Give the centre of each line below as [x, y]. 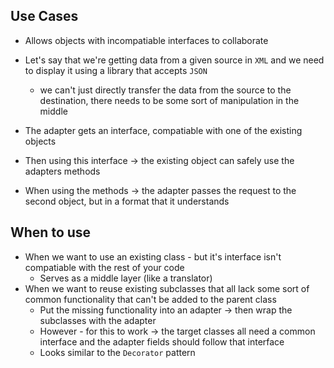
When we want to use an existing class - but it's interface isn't [153, 256]
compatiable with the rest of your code [104, 267]
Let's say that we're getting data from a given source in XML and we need [174, 60]
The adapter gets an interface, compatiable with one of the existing [163, 130]
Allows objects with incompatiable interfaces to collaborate [146, 40]
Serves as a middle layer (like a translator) [126, 278]
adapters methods [62, 171]
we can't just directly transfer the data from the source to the [165, 90]
